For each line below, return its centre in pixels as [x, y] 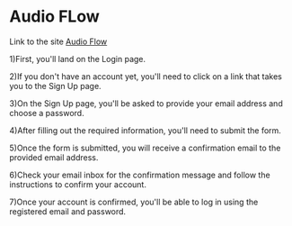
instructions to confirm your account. [78, 184]
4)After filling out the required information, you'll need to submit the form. [145, 130]
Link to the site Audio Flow [58, 41]
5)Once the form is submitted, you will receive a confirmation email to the [145, 148]
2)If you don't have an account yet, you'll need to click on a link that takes [146, 76]
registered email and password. [68, 211]
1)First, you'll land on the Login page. [78, 59]
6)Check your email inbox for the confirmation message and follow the [140, 175]
